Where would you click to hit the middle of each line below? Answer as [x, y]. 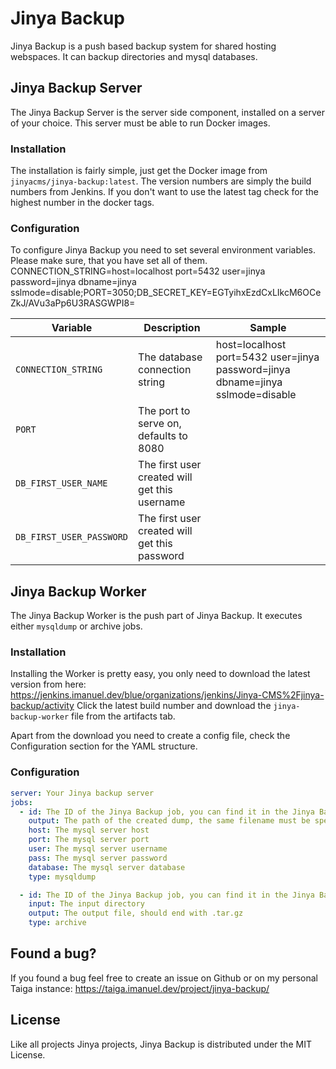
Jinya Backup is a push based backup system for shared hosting [143, 46]
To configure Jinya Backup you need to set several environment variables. [163, 250]
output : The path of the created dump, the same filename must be [169, 821]
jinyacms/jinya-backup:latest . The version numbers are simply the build [161, 181]
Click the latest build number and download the [174, 706]
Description [172, 328]
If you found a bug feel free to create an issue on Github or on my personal [164, 978]
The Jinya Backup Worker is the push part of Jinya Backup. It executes [156, 616]
